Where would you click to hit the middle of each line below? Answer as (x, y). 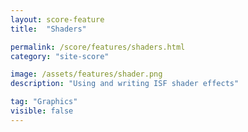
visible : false (42, 111)
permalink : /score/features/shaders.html (98, 47)
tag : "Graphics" (44, 102)
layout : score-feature (57, 19)
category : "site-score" (60, 56)
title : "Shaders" (48, 29)
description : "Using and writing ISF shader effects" (125, 84)
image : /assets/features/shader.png (86, 74)
